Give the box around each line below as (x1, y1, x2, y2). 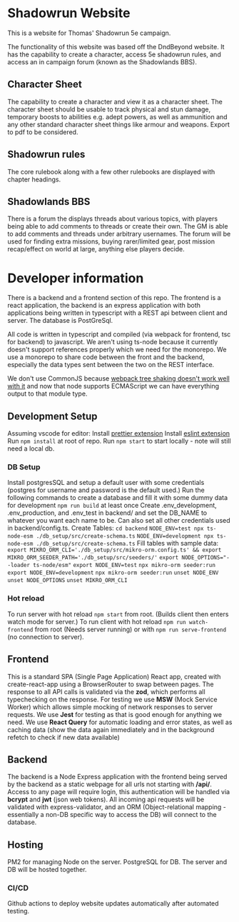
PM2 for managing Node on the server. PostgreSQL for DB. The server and (7, 858, 227, 866)
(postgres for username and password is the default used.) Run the (7, 486, 205, 494)
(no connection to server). (7, 632, 84, 641)
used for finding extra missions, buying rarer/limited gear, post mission (7, 237, 215, 246)
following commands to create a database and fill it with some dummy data (7, 493, 228, 502)
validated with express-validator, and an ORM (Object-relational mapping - (7, 803, 227, 811)
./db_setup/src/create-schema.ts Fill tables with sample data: (36, 539, 219, 548)
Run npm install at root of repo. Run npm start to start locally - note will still (7, 437, 231, 446)
